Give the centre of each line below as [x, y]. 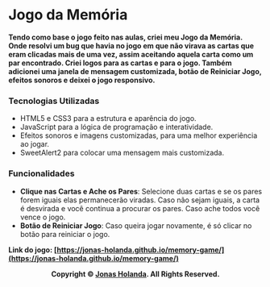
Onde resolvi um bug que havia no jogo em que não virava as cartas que [131, 45]
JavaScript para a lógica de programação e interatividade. [116, 127]
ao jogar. [35, 144]
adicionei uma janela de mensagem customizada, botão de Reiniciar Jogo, [135, 71]
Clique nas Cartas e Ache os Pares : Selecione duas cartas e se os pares [141, 191]
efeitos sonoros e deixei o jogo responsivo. [82, 80]
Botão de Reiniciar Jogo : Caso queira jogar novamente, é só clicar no [136, 225]
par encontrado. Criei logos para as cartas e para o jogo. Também [120, 63]
